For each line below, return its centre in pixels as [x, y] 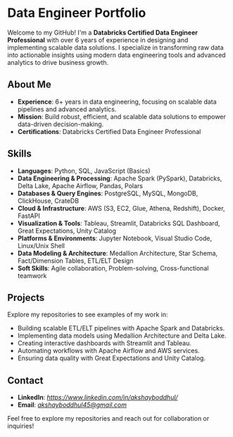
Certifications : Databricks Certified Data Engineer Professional [109, 131]
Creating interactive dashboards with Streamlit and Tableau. [104, 343]
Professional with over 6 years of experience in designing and [98, 39]
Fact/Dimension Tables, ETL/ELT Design [75, 260]
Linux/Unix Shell [41, 245]
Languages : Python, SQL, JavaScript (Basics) [84, 171]
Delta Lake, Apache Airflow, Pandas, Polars [80, 185]
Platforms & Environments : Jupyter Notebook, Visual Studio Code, [115, 238]
